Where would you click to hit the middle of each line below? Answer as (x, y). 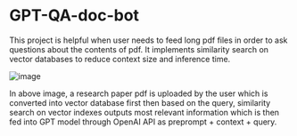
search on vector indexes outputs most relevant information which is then (144, 112)
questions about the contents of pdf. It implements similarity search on (139, 49)
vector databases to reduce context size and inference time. (120, 59)
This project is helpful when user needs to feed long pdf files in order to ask (148, 40)
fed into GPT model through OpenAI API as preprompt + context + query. (143, 122)
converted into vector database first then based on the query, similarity (140, 102)
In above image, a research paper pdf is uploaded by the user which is (139, 93)
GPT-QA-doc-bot (74, 16)
